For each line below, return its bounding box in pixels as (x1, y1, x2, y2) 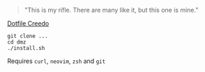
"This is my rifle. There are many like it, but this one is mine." (24, 6, 199, 14)
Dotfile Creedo (7, 19, 50, 27)
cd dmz (7, 39, 26, 46)
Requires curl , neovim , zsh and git (7, 57, 106, 65)
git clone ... (7, 33, 49, 39)
